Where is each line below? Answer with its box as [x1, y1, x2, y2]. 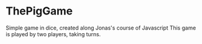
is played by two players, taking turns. [5, 30, 101, 37]
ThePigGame [5, 4, 73, 18]
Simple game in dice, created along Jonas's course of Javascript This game [5, 24, 196, 31]
